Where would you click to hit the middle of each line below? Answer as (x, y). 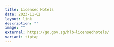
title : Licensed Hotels (30, 10)
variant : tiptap (22, 37)
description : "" (22, 23)
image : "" (15, 28)
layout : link (19, 19)
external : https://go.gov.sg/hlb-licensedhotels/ (57, 32)
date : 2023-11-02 (23, 14)
